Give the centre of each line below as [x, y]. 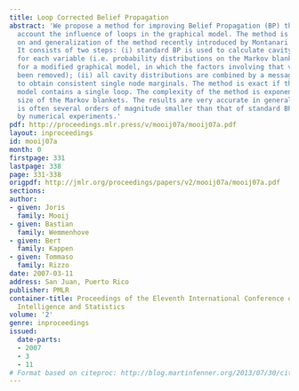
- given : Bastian [41, 224]
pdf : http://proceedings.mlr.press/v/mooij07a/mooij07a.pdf [123, 125]
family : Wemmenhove [53, 232]
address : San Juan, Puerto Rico [69, 282]
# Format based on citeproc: [63, 373]
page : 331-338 [36, 174]
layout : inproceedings [51, 133]
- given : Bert [36, 241]
